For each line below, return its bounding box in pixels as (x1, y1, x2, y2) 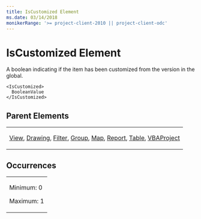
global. (6, 72, 23, 79)
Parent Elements (6, 111, 69, 121)
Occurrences (6, 160, 56, 170)
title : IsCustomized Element (6, 8, 79, 15)
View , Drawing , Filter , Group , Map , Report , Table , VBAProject (9, 134, 180, 142)
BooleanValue (11, 89, 44, 95)
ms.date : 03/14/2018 (6, 14, 58, 20)
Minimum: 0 (9, 183, 43, 191)
